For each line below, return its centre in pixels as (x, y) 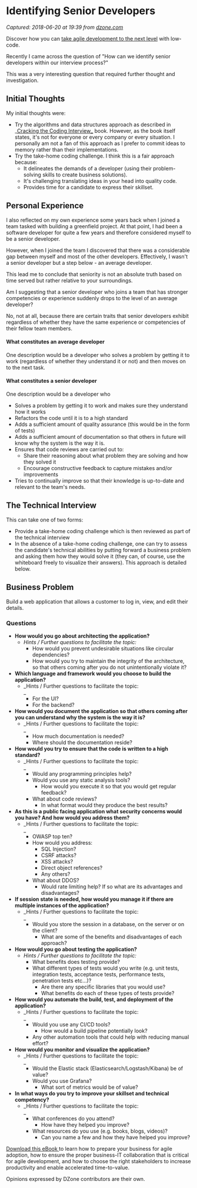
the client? (45, 930)
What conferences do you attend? (73, 1118)
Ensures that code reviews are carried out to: (69, 449)
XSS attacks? (57, 861)
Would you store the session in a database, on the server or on (108, 924)
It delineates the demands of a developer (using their (87, 168)
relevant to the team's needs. (50, 487)
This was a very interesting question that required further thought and (91, 74)
